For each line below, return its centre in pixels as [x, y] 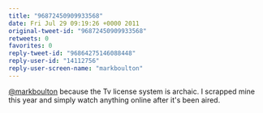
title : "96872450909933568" [56, 16]
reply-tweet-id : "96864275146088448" [72, 53]
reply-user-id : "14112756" [54, 61]
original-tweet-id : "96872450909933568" [78, 31]
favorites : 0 [30, 46]
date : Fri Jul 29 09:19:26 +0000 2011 [74, 23]
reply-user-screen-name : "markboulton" [76, 69]
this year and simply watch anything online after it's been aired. [114, 100]
